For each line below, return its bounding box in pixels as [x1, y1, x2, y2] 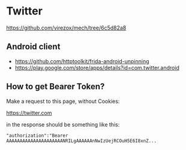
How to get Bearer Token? [6, 81, 105, 92]
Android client [6, 42, 61, 52]
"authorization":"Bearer [6, 133, 68, 139]
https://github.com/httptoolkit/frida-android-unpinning [14, 57, 149, 64]
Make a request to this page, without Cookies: [6, 98, 120, 105]
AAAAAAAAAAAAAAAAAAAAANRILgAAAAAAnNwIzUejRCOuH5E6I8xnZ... [6, 137, 157, 144]
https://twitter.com [6, 109, 52, 116]
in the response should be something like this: [6, 120, 120, 128]
